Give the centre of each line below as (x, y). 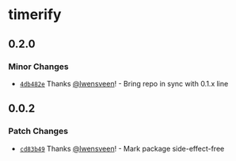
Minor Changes (38, 67)
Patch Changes (38, 131)
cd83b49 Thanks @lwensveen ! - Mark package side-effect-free (122, 148)
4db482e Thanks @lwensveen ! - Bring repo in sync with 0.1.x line (124, 83)
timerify (35, 15)
